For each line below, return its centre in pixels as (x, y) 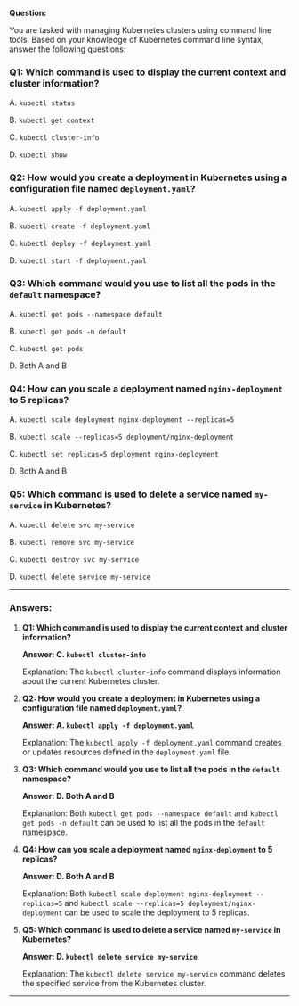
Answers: (31, 608)
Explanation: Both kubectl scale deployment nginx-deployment (137, 893)
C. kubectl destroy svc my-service (74, 559)
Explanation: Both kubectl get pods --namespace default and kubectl (150, 813)
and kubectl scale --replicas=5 (125, 903)
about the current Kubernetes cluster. (91, 680)
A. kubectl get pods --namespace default (86, 313)
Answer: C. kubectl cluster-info (84, 654)
